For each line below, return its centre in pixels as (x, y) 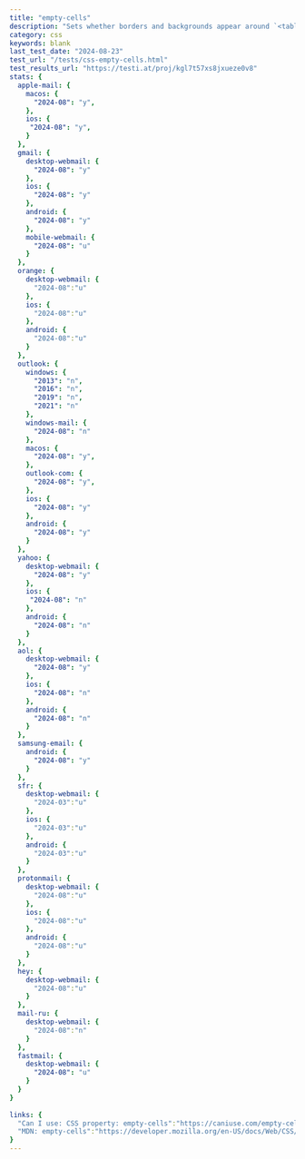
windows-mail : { (57, 423)
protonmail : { (44, 879)
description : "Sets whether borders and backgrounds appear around (140, 26)
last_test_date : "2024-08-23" (67, 52)
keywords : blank (40, 43)
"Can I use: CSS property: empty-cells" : (97, 1123)
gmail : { (34, 152)
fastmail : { (40, 1056)
